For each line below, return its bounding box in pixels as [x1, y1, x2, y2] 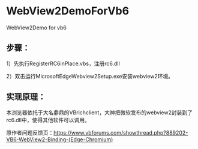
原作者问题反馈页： [6, 129, 54, 136]
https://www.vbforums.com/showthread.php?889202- [53, 129, 188, 136]
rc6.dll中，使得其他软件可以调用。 [6, 116, 90, 123]
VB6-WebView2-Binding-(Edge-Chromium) [6, 136, 113, 143]
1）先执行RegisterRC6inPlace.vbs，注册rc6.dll [6, 60, 120, 67]
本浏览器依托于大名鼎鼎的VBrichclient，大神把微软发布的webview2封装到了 [6, 109, 193, 116]
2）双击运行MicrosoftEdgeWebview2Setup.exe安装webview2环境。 [6, 72, 174, 80]
